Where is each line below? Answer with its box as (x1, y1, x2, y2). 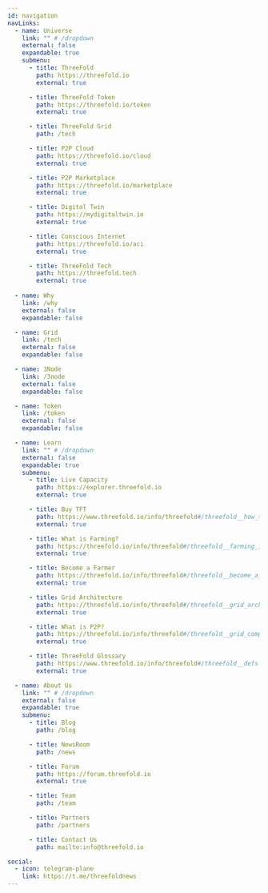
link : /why (22, 299, 58, 307)
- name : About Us (14, 682, 73, 690)
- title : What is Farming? (28, 534, 119, 543)
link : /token (22, 409, 66, 417)
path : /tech (36, 130, 77, 139)
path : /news (36, 748, 77, 756)
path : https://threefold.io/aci (36, 239, 145, 248)
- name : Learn (14, 439, 62, 447)
